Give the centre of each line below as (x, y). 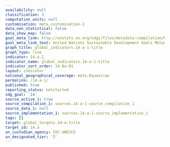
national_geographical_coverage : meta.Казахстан (57, 76)
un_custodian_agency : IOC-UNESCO (40, 132)
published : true (22, 85)
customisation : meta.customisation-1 (45, 24)
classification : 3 (25, 15)
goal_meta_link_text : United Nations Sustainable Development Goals (79, 43)
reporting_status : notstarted (37, 90)
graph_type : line (24, 52)
